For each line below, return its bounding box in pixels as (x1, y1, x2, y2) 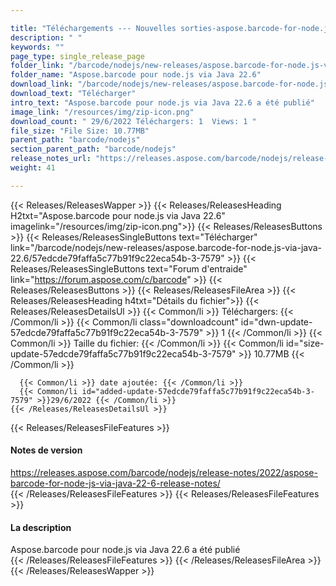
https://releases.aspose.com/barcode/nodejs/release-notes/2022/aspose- (10, 466, 318, 478)
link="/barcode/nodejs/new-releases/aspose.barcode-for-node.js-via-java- (10, 241, 323, 253)
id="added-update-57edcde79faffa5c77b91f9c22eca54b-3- (81, 386, 315, 396)
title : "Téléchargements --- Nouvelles (10, 23, 177, 33)
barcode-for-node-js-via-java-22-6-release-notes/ (10, 477, 221, 489)
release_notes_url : (10, 154, 92, 164)
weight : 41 (10, 163, 56, 173)
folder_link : (10, 61, 65, 71)
